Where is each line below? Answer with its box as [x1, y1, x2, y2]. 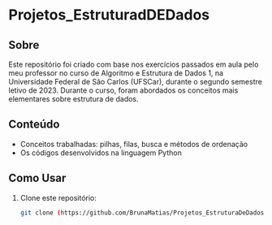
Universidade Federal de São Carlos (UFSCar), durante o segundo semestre [8, 77, 262, 86]
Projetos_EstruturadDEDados [8, 6, 210, 24]
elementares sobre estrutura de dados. [8, 94, 140, 103]
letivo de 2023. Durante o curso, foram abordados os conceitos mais [8, 85, 239, 95]
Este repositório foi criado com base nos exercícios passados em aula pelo [8, 59, 259, 69]
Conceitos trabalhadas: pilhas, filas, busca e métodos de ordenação [19, 139, 248, 149]
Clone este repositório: [19, 193, 97, 202]
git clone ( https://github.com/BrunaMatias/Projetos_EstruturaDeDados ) [19, 209, 268, 217]
